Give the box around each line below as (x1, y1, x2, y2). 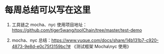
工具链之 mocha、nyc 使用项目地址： (11, 22, 87, 27)
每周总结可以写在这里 (4, 4, 91, 16)
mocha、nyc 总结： (11, 37, 52, 43)
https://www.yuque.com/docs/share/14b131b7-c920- (51, 37, 159, 43)
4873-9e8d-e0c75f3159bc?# (11, 43, 71, 49)
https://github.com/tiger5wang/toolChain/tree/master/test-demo (11, 27, 142, 33)
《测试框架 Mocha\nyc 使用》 (71, 43, 131, 49)
